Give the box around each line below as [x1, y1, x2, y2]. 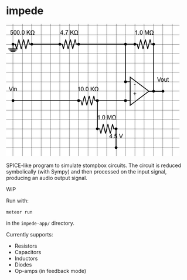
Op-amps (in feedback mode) [14, 267, 87, 274]
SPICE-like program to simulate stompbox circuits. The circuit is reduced [6, 162, 182, 169]
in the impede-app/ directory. [6, 219, 75, 226]
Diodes [14, 261, 32, 268]
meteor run [6, 209, 33, 215]
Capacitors [14, 248, 42, 255]
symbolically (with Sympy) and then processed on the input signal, [6, 168, 167, 175]
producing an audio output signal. [6, 174, 88, 181]
